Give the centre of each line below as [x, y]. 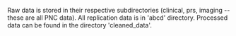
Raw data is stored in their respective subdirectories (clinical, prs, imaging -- [119, 10]
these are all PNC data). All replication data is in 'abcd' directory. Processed [118, 18]
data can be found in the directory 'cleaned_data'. [79, 25]
